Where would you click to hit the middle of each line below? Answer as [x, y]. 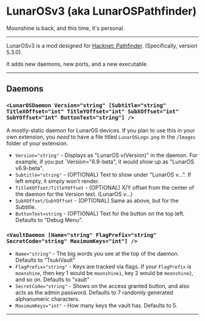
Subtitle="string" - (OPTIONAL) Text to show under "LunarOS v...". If [103, 175]
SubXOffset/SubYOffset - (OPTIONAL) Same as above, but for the [97, 200]
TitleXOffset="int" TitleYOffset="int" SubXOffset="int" [93, 112]
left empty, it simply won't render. [57, 181]
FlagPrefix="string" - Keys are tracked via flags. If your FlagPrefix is [103, 266]
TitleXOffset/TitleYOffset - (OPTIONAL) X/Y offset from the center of [105, 187]
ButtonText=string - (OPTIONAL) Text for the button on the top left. [100, 213]
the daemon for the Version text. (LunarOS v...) [74, 194]
